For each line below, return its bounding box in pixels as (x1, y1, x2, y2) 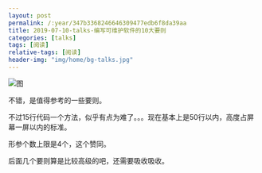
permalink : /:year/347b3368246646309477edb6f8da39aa (8, 19, 187, 27)
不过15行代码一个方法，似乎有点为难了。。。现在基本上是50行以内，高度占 (8, 112, 248, 121)
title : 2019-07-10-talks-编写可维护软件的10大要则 (8, 26, 166, 34)
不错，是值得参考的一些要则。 (8, 95, 106, 105)
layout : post (8, 11, 52, 20)
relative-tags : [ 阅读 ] (8, 48, 81, 56)
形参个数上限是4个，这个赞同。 (8, 139, 111, 148)
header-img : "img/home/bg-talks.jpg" (8, 56, 134, 64)
